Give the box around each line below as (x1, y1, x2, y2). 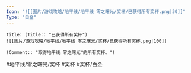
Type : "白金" (6, 14, 37, 20)
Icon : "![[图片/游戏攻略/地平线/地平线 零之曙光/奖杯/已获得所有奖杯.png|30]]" (6, 8, 186, 15)
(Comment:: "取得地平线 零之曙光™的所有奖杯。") (6, 49, 115, 55)
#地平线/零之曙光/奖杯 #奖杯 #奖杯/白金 (6, 61, 103, 68)
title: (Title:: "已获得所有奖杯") (6, 31, 88, 37)
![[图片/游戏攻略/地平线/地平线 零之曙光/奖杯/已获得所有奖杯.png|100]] (6, 38, 167, 44)
